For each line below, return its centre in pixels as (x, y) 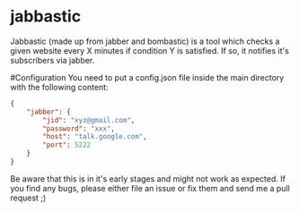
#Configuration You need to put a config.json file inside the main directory (147, 77)
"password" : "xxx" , (79, 128)
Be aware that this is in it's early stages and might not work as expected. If (148, 178)
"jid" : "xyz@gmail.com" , (89, 120)
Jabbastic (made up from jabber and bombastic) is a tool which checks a (145, 41)
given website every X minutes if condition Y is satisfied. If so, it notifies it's (150, 50)
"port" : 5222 (67, 145)
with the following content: (59, 87)
